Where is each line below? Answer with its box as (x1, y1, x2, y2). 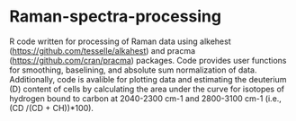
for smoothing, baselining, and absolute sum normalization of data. (9, 65, 257, 75)
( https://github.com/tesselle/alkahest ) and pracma (9, 45, 196, 56)
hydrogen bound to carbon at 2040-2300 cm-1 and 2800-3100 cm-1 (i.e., (9, 92, 282, 104)
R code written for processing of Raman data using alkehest (9, 36, 231, 47)
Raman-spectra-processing (9, 6, 222, 27)
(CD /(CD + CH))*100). (9, 102, 94, 113)
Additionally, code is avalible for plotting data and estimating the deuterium (9, 73, 287, 84)
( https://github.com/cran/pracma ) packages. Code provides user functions (9, 55, 287, 65)
